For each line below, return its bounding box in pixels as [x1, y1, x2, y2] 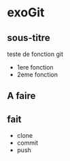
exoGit [7, 5, 45, 20]
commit [16, 138, 39, 147]
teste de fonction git [7, 50, 63, 58]
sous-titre [7, 32, 50, 44]
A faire [7, 90, 36, 102]
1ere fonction [16, 63, 54, 71]
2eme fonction [16, 70, 58, 78]
